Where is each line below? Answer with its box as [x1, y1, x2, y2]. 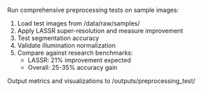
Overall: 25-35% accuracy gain [27, 64, 118, 71]
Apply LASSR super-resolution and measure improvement [17, 27, 183, 35]
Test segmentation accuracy [17, 34, 100, 42]
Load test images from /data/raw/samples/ [17, 19, 141, 27]
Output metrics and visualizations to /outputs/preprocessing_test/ [7, 77, 196, 85]
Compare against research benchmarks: [17, 48, 134, 57]
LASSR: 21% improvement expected [27, 56, 131, 64]
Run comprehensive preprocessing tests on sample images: [7, 6, 179, 14]
